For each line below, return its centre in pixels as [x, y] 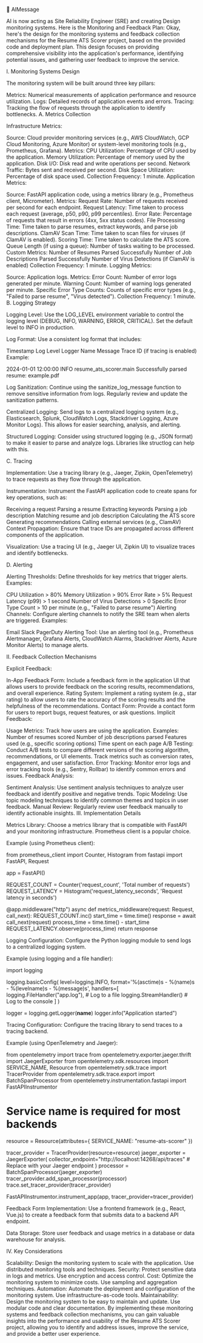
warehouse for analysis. [36, 1239]
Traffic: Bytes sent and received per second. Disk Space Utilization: [91, 170]
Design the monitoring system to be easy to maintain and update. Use [93, 1301]
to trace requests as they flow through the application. [74, 479]
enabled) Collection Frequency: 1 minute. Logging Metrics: [79, 265]
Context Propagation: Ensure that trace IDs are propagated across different [100, 528]
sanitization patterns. [32, 400]
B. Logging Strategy [31, 303]
